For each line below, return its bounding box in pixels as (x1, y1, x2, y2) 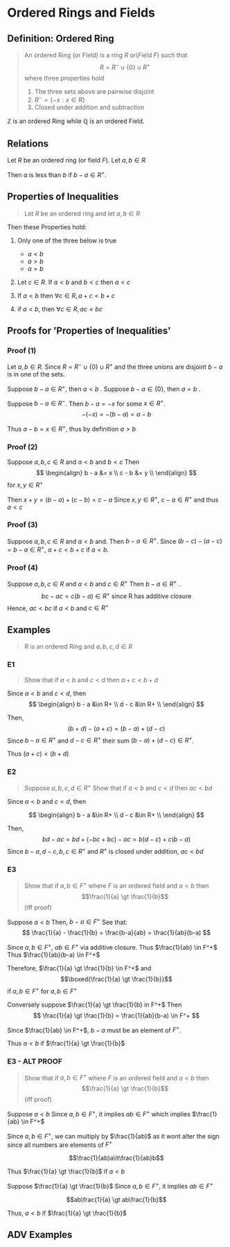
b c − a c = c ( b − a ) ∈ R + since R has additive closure (41, 591, 192, 600)
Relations (7, 138, 49, 149)
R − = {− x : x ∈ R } (34, 94, 85, 104)
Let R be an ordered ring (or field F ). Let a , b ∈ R (7, 156, 146, 165)
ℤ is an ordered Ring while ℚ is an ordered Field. (7, 117, 145, 126)
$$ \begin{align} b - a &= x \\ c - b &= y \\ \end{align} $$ (35, 469, 197, 477)
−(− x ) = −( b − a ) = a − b (81, 410, 152, 418)
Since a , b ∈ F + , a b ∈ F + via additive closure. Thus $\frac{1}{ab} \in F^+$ (7, 942, 218, 952)
